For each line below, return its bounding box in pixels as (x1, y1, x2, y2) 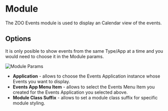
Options (5, 34, 32, 43)
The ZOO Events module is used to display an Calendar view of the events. (5, 20, 162, 26)
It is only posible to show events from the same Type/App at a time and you (5, 48, 163, 54)
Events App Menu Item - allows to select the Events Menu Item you (12, 84, 155, 90)
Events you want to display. (12, 78, 70, 84)
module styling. (12, 100, 45, 106)
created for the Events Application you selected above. (12, 89, 128, 95)
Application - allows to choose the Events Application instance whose (12, 73, 160, 79)
